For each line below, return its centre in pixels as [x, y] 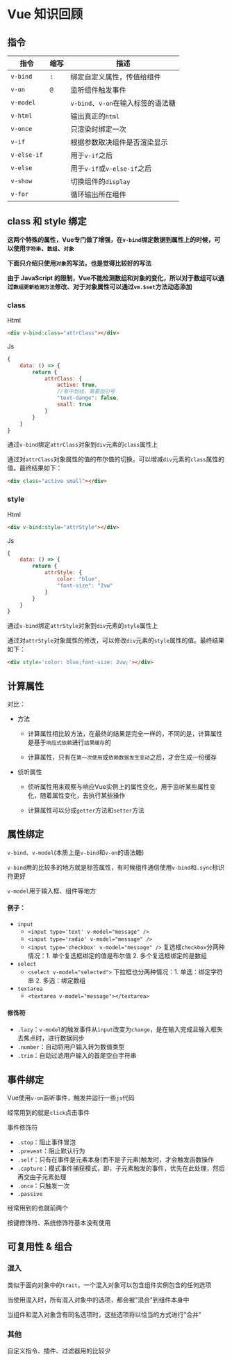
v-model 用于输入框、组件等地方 [52, 891]
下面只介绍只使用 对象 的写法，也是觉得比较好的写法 [79, 263]
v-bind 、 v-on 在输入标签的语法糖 [123, 103]
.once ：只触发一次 [43, 1186]
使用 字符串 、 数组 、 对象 [43, 248]
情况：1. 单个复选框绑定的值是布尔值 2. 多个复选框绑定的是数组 [117, 955]
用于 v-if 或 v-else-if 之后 [111, 168]
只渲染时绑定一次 [98, 129]
